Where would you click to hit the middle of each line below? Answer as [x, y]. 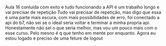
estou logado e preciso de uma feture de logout [54, 38]
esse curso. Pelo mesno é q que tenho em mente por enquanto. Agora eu [81, 33]
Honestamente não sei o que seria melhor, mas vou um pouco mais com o [81, 28]
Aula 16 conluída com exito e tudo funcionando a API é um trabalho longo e [82, 7]
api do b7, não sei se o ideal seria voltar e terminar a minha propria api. [78, 23]
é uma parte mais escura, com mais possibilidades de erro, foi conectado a [82, 17]
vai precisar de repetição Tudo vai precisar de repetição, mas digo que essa [83, 12]
